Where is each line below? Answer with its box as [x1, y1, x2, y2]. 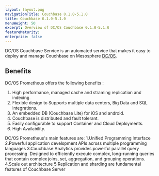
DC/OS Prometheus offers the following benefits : [5, 80, 104, 86]
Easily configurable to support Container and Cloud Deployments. [12, 120, 144, 126]
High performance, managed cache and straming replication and [12, 89, 142, 95]
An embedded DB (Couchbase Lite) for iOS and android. [12, 110, 125, 116]
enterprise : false [5, 35, 42, 39]
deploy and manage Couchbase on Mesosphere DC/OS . [5, 53, 117, 59]
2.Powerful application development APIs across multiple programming [5, 140, 147, 146]
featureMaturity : [5, 30, 40, 35]
